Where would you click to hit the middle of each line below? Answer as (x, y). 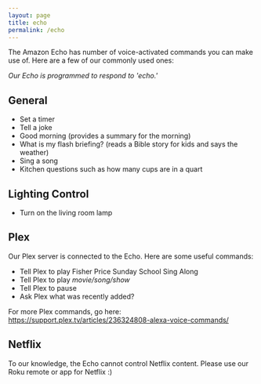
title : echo (27, 23)
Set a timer (37, 119)
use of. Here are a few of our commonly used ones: (91, 60)
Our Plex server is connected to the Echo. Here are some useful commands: (131, 256)
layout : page (29, 15)
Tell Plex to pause (48, 288)
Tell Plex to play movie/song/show (75, 280)
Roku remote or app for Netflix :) (60, 371)
